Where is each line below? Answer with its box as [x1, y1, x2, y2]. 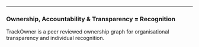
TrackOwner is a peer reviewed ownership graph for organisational [6, 28, 169, 35]
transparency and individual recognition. [6, 35, 105, 42]
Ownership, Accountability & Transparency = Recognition [6, 15, 176, 23]
